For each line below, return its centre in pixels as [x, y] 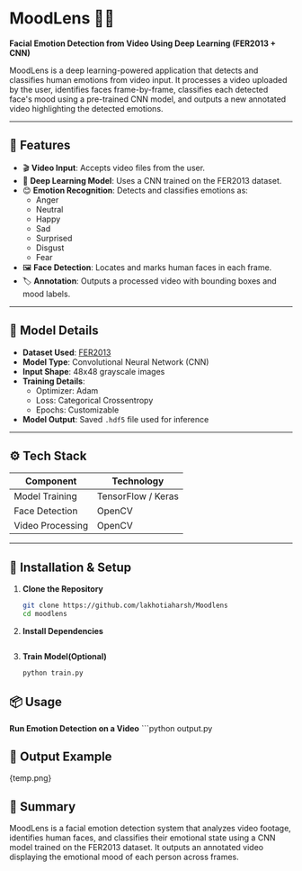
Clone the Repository [62, 589]
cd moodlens [44, 614]
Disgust [50, 248]
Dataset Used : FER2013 [67, 352]
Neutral [49, 209]
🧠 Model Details [54, 331]
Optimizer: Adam [67, 390]
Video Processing [51, 526]
